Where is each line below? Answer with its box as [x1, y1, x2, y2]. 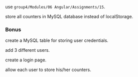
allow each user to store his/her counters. [5, 67, 91, 73]
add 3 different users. [5, 47, 50, 53]
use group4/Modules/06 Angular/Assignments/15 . [5, 4, 105, 10]
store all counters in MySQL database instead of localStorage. [5, 14, 133, 19]
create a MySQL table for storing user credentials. [5, 37, 109, 44]
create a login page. [5, 57, 47, 63]
